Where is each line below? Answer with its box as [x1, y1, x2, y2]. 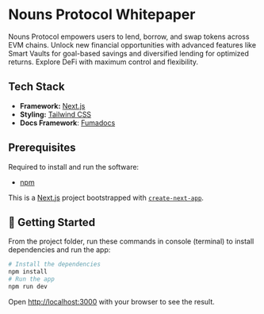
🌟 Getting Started [8, 216, 96, 229]
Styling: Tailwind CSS [19, 109, 92, 119]
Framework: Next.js [19, 101, 86, 110]
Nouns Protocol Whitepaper [8, 6, 196, 24]
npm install [8, 268, 48, 276]
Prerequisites [8, 141, 76, 155]
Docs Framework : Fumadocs [19, 117, 116, 128]
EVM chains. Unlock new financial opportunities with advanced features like [8, 40, 256, 49]
